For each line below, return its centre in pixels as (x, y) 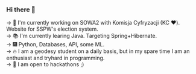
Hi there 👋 (21, 10)
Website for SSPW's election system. (52, 29)
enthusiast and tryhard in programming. (55, 58)
